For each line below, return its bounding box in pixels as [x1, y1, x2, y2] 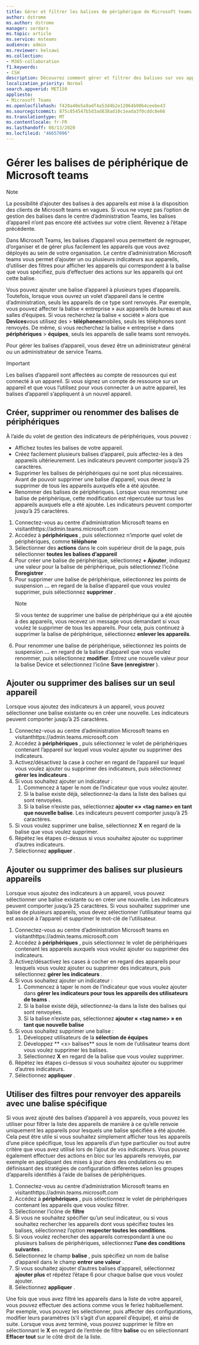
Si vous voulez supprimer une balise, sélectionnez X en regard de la [14, 822, 181, 829]
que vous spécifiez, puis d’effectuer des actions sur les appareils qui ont [6, 268, 183, 275]
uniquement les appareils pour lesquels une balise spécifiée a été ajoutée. [6, 1127, 187, 1134]
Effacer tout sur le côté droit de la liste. [6, 1333, 102, 1340]
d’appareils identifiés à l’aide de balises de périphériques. [6, 1171, 146, 1178]
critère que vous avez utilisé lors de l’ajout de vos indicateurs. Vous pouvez [6, 1146, 190, 1153]
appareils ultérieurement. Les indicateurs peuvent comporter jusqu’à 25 [14, 456, 190, 464]
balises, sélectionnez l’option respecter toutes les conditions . [14, 1227, 167, 1234]
